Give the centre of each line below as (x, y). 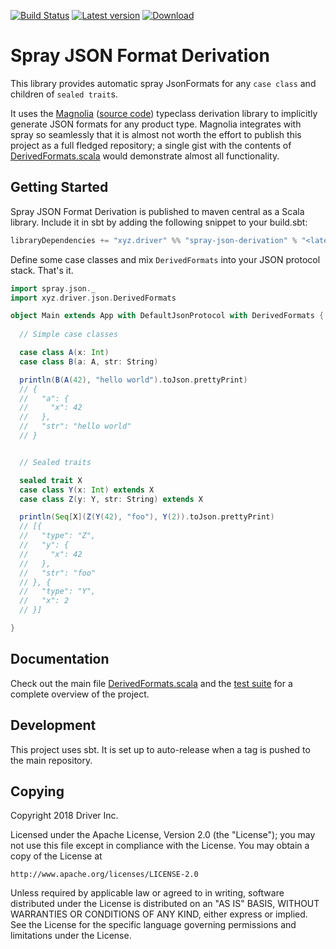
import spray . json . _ (53, 288)
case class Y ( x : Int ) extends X (87, 490)
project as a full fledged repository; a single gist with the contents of (151, 145)
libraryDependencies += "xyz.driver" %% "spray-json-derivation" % (154, 240)
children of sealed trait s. (64, 94)
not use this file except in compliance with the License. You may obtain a (160, 846)
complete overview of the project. (80, 694)
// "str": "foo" (58, 573)
